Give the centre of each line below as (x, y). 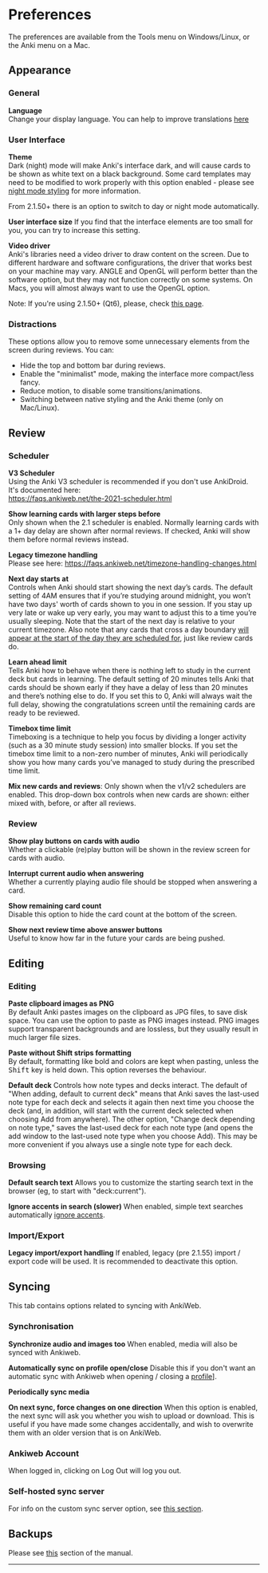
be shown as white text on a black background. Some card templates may (130, 174)
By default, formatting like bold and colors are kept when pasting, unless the (134, 1061)
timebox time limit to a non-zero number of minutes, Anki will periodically (128, 753)
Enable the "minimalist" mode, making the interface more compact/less (137, 374)
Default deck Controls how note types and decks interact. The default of (128, 1085)
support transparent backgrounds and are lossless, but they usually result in (134, 1029)
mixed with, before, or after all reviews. (72, 802)
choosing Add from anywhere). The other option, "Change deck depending (132, 1119)
